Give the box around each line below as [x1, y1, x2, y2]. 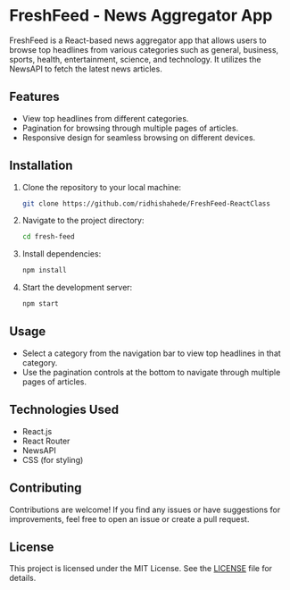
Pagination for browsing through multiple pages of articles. [21, 122, 239, 133]
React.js [21, 426, 53, 436]
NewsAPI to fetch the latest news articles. [9, 63, 162, 74]
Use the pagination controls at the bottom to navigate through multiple [21, 367, 281, 377]
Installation [9, 158, 73, 173]
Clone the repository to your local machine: [21, 181, 181, 192]
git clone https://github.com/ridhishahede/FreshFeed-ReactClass [21, 198, 270, 208]
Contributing [9, 480, 82, 496]
